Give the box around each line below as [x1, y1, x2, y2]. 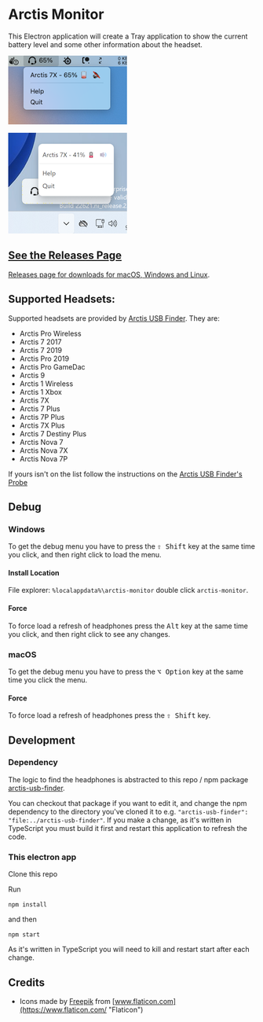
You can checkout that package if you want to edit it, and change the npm [8, 798, 247, 807]
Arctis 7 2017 [19, 336, 62, 347]
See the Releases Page [8, 249, 122, 263]
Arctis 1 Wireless [19, 379, 74, 388]
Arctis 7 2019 [19, 345, 63, 355]
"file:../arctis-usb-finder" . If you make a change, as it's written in [8, 815, 232, 825]
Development [8, 733, 76, 747]
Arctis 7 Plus [19, 403, 60, 414]
